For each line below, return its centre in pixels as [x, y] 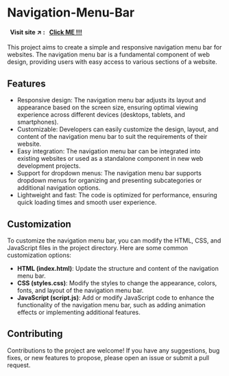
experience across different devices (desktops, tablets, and [101, 115]
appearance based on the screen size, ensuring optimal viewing [108, 107]
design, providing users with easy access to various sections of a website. [112, 62]
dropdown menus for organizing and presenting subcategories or [109, 181]
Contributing [35, 334]
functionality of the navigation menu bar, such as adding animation [111, 305]
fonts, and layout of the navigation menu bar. [80, 291]
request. [19, 365]
